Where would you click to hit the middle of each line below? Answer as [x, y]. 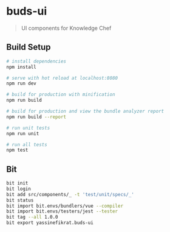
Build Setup [29, 47]
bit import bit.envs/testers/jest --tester [62, 211]
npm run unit [23, 133]
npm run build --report [36, 117]
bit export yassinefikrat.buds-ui [50, 223]
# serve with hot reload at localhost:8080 [62, 78]
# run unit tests [28, 128]
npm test [17, 150]
